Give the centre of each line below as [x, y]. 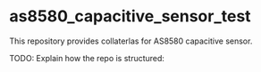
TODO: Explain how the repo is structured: [87, 58]
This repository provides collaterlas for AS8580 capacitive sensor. [131, 41]
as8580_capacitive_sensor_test [130, 16]
